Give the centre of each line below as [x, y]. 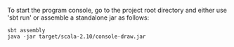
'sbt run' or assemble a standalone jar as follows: [78, 18]
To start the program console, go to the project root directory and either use [117, 10]
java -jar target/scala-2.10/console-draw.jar [77, 36]
